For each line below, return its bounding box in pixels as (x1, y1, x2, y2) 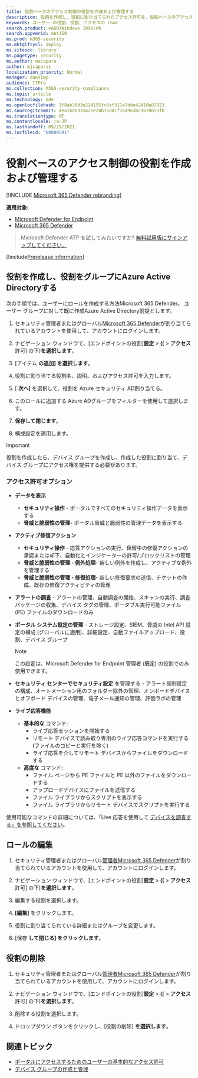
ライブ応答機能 (14, 707, 51, 714)
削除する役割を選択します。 (14, 1010, 82, 1017)
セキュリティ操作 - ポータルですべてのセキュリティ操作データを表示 (23, 504, 188, 511)
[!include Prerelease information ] (6, 253, 84, 260)
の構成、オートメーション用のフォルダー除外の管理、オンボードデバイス (14, 687, 190, 694)
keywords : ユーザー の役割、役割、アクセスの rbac (6, 20, 118, 25)
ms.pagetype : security (6, 53, 62, 59)
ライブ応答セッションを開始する (32, 727, 110, 734)
